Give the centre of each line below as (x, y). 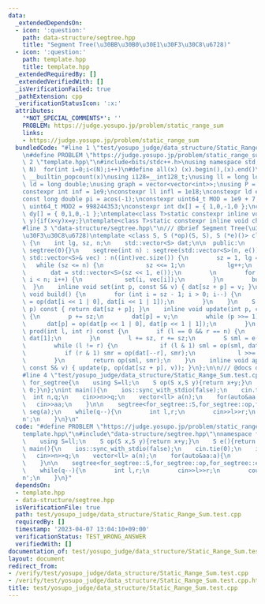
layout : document (37, 559)
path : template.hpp (54, 60)
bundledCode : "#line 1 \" (58, 148)
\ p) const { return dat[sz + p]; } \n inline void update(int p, (137, 309)
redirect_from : (33, 566)
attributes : (35, 111)
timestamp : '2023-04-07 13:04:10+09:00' (82, 530)
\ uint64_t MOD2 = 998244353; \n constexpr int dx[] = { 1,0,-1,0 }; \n (139, 206)
